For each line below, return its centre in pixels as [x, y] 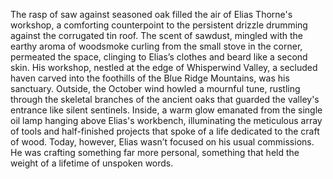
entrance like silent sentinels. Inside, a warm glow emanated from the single [166, 110]
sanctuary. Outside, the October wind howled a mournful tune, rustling [155, 88]
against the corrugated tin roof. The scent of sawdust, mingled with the [156, 35]
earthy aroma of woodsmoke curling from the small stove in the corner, [156, 46]
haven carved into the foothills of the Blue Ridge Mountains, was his [150, 78]
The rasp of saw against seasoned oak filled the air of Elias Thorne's [151, 14]
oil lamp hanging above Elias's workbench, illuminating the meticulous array [166, 120]
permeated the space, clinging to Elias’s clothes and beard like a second [159, 57]
